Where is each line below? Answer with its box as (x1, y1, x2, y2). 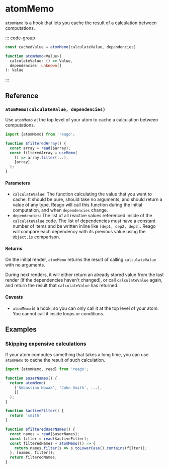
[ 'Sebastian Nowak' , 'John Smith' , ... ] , (14, 385, 102, 390)
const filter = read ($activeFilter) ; (10, 436, 89, 441)
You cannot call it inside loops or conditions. (12, 310, 105, 316)
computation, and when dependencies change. (12, 207, 108, 213)
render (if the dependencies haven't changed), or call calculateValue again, (5, 277, 162, 283)
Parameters (5, 180, 30, 186)
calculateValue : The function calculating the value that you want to (12, 191, 152, 197)
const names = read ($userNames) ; (10, 431, 80, 436)
